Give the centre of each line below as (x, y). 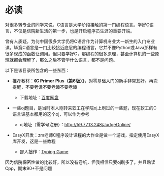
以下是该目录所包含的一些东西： (37, 70)
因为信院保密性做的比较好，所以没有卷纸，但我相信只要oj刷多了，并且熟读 (80, 162)
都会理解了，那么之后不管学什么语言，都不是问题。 (65, 60)
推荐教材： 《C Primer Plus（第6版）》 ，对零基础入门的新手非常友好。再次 (85, 81)
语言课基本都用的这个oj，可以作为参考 (51, 114)
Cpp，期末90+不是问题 (29, 168)
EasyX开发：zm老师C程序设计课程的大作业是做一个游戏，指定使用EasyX (86, 135)
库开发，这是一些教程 (34, 141)
